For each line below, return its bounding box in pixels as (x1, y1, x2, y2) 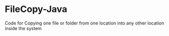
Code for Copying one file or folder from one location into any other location (5, 20, 164, 26)
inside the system (5, 25, 42, 31)
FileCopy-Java (5, 3, 67, 15)
